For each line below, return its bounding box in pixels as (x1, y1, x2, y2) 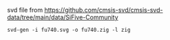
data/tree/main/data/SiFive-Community (7, 13, 118, 21)
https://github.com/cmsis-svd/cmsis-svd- (44, 6, 163, 14)
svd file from (7, 6, 43, 14)
